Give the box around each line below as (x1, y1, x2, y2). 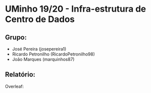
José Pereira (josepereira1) (12, 46, 66, 52)
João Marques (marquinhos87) (12, 56, 75, 62)
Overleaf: (5, 83, 24, 89)
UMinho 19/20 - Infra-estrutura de (5, 3, 147, 15)
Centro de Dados (5, 14, 75, 25)
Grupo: (5, 33, 27, 41)
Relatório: (5, 71, 36, 79)
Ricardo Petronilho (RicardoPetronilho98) (12, 51, 95, 57)
